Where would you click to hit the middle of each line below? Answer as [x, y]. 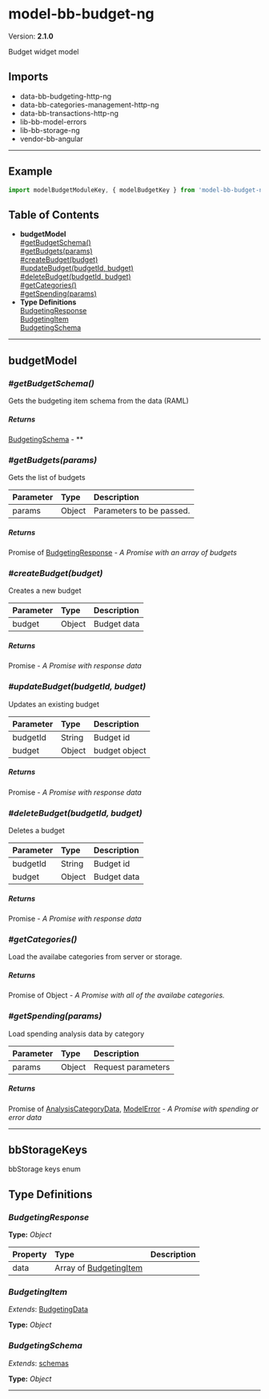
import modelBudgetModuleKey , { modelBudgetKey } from [102, 190]
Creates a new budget [45, 591]
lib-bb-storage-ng [50, 130]
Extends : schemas [39, 1363]
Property [30, 1254]
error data [25, 1117]
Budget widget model [44, 51]
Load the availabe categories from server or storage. [95, 957]
